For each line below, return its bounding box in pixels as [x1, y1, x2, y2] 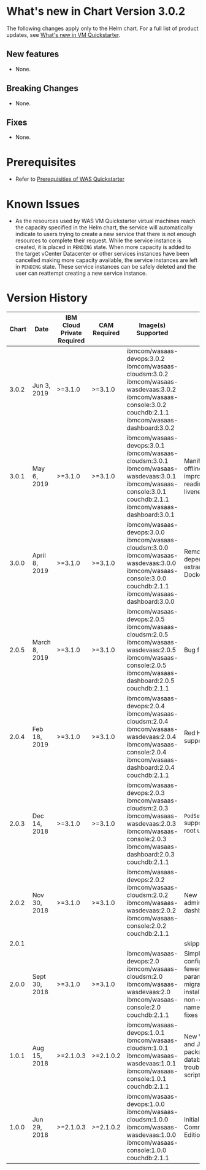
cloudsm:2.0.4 [126, 717, 169, 726]
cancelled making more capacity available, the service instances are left [15, 256, 198, 264]
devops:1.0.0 [126, 1100, 166, 1109]
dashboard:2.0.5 [126, 676, 175, 685]
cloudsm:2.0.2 [126, 891, 169, 899]
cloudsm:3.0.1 [126, 457, 169, 465]
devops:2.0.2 [126, 876, 166, 884]
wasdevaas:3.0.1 [126, 472, 177, 481]
